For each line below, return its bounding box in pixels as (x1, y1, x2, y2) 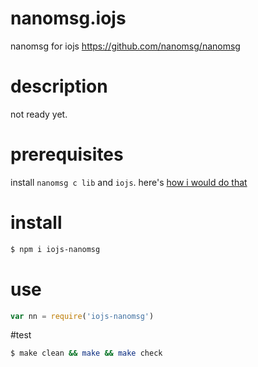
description (10, 75, 108, 98)
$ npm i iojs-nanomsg (10, 244, 101, 254)
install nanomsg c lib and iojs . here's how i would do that (10, 176, 248, 188)
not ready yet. (10, 108, 68, 120)
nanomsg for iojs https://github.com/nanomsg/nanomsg (10, 40, 241, 52)
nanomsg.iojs (10, 7, 127, 30)
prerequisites (10, 143, 124, 166)
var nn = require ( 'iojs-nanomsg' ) (10, 311, 155, 321)
